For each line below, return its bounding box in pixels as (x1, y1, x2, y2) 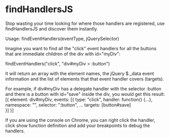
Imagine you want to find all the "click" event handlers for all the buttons (5, 45, 157, 51)
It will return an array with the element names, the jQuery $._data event (5, 70, 154, 77)
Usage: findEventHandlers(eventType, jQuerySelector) (5, 36, 120, 42)
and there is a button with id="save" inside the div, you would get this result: (5, 91, 165, 97)
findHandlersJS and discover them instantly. (5, 25, 98, 31)
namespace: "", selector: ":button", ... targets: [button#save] (5, 101, 131, 108)
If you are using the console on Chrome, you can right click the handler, (5, 117, 155, 123)
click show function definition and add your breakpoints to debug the (5, 122, 150, 128)
